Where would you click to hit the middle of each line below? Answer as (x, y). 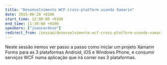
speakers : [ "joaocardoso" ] (33, 28)
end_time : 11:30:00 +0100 (32, 24)
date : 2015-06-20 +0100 (30, 14)
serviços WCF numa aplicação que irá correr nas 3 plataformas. (71, 57)
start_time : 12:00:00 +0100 (34, 19)
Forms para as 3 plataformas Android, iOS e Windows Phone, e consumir (80, 52)
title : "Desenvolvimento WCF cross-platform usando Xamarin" (70, 10)
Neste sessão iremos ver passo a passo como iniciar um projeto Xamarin (80, 47)
